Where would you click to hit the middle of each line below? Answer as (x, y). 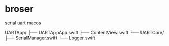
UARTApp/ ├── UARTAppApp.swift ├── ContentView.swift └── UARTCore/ (84, 32)
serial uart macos (23, 23)
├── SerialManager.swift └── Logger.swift (50, 38)
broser (19, 9)
